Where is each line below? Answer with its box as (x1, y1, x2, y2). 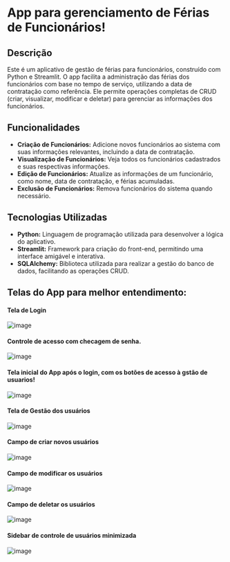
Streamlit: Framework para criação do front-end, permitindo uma (17, 244, 204, 253)
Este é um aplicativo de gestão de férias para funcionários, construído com (7, 66, 221, 73)
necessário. (17, 191, 51, 200)
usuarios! (7, 376, 36, 384)
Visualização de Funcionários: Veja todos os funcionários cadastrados (17, 155, 221, 163)
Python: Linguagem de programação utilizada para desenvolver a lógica (17, 230, 224, 238)
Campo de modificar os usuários (7, 469, 103, 477)
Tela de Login (7, 306, 47, 314)
